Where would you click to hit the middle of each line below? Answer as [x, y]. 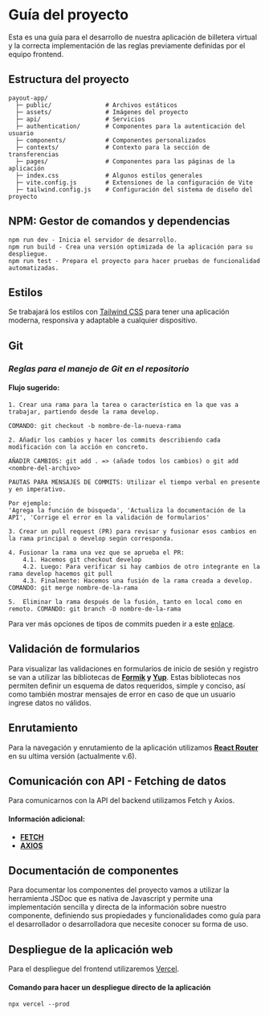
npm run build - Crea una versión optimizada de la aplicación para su [130, 247]
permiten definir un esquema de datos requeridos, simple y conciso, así [127, 685]
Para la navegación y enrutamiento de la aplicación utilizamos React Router [133, 747]
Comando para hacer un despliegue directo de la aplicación [110, 987]
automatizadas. [34, 268]
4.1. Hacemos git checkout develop [82, 559]
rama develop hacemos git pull [61, 574]
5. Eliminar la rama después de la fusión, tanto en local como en [125, 602]
